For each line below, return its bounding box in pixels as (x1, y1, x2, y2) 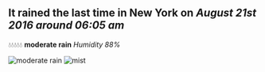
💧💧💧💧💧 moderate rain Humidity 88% (8, 40, 121, 49)
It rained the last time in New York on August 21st (8, 6, 257, 20)
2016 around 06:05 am (8, 19, 125, 32)
